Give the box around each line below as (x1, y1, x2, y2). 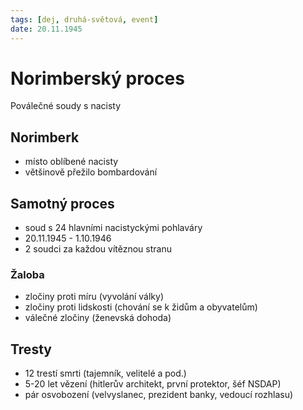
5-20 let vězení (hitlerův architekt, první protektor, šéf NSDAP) (24, 378, 282, 390)
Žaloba (10, 267, 45, 281)
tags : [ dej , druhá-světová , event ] (10, 14, 159, 25)
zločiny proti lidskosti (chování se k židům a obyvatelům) (24, 301, 258, 313)
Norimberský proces (10, 67, 185, 90)
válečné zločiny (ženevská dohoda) (24, 312, 172, 324)
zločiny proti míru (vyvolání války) (24, 291, 165, 303)
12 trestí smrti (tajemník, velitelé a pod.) (24, 367, 187, 380)
